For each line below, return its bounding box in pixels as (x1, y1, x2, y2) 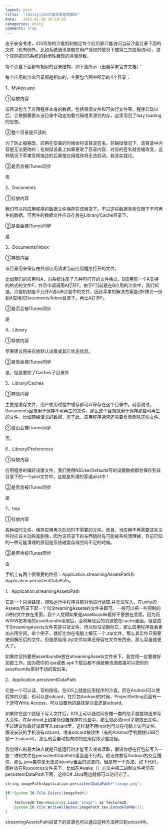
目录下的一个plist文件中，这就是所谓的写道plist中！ (5, 473, 110, 479)
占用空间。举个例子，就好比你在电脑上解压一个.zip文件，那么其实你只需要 (9, 630, 161, 636)
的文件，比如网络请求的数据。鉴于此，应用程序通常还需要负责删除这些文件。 (5, 414, 163, 420)
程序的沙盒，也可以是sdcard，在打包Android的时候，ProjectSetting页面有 (5, 694, 157, 700)
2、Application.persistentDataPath (5, 677, 76, 683)
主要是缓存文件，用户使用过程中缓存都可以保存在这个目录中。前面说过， (5, 402, 154, 408)
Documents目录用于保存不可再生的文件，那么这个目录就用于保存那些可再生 (5, 408, 160, 414)
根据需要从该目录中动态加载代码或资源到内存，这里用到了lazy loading (18, 112, 161, 118)
